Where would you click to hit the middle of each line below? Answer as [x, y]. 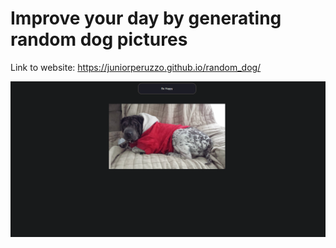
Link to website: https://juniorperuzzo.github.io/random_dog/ [136, 67]
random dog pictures [99, 39]
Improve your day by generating [146, 18]
